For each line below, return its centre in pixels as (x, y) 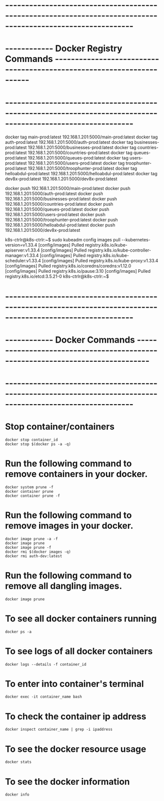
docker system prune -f (29, 487)
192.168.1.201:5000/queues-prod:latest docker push (57, 209)
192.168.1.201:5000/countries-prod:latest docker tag (80, 153)
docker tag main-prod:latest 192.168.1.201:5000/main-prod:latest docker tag (82, 137)
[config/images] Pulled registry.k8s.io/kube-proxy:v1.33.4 (100, 261)
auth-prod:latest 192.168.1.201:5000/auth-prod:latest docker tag (69, 142)
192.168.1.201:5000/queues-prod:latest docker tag (78, 158)
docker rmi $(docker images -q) (38, 552)
